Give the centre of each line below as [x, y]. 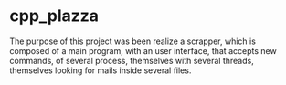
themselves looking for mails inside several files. [101, 70]
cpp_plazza [54, 16]
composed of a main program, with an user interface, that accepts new [143, 50]
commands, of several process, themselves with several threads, [132, 60]
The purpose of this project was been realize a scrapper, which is [132, 41]
